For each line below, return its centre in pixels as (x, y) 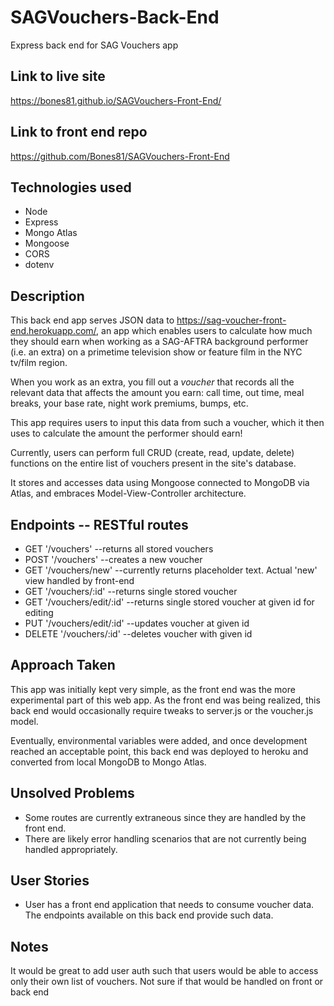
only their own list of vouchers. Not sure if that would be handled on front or (167, 982)
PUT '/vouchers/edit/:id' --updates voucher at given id (137, 623)
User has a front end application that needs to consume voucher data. (169, 905)
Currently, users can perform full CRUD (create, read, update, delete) (152, 453)
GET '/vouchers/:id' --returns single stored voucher (131, 591)
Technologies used (71, 187)
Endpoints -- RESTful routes (99, 524)
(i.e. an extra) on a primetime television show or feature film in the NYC (156, 352)
